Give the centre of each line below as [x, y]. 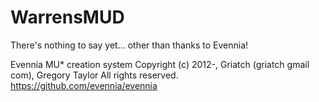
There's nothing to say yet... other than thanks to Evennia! [129, 45]
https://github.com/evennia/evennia [84, 85]
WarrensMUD [67, 17]
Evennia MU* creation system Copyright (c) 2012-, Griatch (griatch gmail [160, 64]
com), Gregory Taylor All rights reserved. [94, 75]
